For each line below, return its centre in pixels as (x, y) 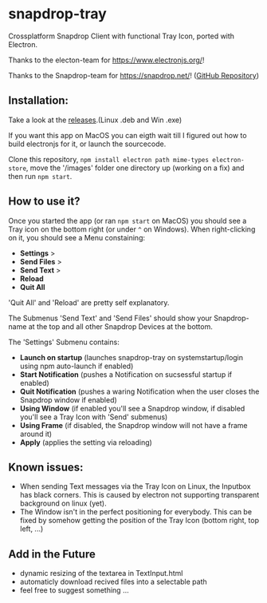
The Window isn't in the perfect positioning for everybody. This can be (136, 512)
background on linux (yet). (63, 503)
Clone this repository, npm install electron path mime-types (109, 159)
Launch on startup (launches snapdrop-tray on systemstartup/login (132, 357)
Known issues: (46, 467)
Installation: (39, 101)
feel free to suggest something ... (74, 590)
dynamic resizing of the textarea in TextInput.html (101, 573)
